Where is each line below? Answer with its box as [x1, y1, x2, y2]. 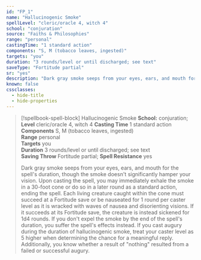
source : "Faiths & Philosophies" [6, 31, 90, 37]
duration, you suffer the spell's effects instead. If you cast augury [20, 221, 182, 228]
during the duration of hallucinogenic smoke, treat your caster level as [20, 228, 194, 235]
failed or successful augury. [20, 247, 90, 254]
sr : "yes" [6, 70, 31, 76]
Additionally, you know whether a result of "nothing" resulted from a [20, 240, 189, 247]
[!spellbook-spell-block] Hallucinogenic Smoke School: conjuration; [20, 114, 188, 122]
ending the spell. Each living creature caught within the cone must [20, 189, 184, 196]
